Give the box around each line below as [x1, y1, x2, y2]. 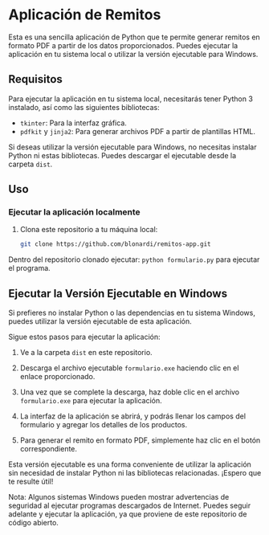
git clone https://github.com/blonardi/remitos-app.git [19, 240, 211, 248]
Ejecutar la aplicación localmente [8, 206, 141, 218]
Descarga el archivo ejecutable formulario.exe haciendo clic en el [19, 363, 239, 373]
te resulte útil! [8, 476, 54, 487]
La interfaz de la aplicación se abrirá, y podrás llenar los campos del [19, 411, 247, 421]
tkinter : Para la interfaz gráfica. [19, 118, 127, 128]
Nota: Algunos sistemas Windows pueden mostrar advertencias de [8, 492, 230, 502]
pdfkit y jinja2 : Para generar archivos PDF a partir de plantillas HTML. [19, 126, 255, 136]
